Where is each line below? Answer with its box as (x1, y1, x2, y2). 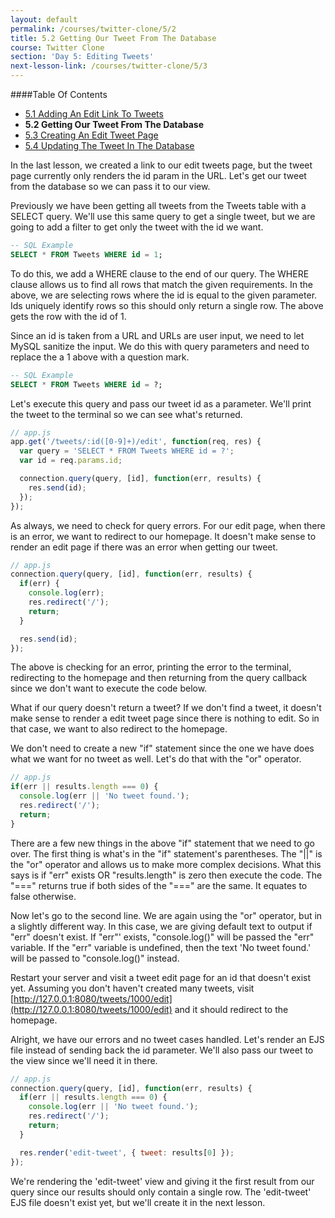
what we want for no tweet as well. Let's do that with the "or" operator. (10, 753, 302, 765)
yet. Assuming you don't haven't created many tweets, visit (10, 982, 255, 994)
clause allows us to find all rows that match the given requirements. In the (10, 278, 313, 290)
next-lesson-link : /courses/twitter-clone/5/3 (10, 61, 208, 71)
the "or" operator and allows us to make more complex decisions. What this (10, 858, 322, 870)
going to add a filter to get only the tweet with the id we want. (10, 221, 264, 233)
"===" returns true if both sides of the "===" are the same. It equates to (10, 879, 308, 891)
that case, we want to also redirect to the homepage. (10, 723, 228, 735)
